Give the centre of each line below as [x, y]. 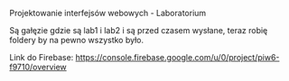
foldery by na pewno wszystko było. [77, 40]
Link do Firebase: [42, 57]
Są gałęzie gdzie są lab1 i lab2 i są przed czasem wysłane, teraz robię [139, 30]
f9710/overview [38, 67]
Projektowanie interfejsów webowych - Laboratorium [108, 13]
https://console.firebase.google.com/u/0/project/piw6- [177, 57]
